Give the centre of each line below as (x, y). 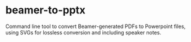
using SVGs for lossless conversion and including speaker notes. (84, 32)
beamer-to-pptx (46, 10)
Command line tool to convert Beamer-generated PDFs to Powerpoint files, (95, 26)
